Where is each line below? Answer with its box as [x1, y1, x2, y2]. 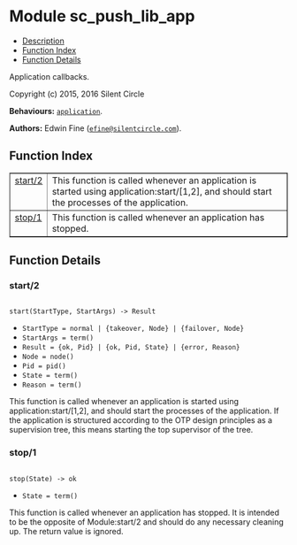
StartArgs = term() [21, 334, 95, 342]
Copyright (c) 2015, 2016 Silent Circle [9, 88, 145, 99]
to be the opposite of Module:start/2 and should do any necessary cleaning [9, 516, 285, 527]
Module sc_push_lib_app [9, 6, 195, 27]
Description [21, 35, 65, 46]
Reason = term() [21, 380, 82, 390]
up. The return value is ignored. [9, 526, 124, 536]
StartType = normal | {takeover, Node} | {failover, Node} [21, 325, 245, 334]
